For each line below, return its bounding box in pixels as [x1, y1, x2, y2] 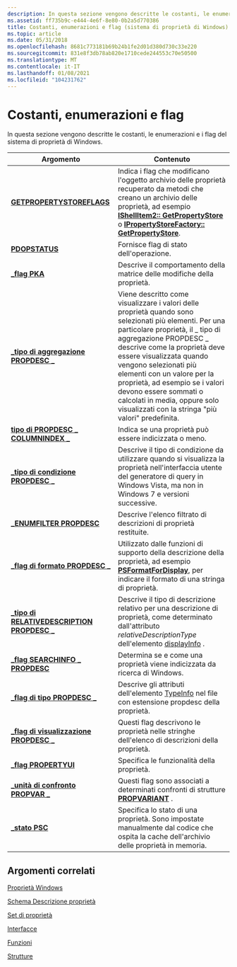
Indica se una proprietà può [117, 425, 209, 435]
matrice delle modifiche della [117, 269, 214, 279]
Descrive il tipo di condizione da [117, 445, 224, 455]
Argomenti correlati [7, 864, 95, 876]
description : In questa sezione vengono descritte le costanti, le [7, 10, 210, 18]
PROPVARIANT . [117, 794, 174, 803]
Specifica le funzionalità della [117, 755, 215, 765]
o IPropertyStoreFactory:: [117, 219, 205, 229]
